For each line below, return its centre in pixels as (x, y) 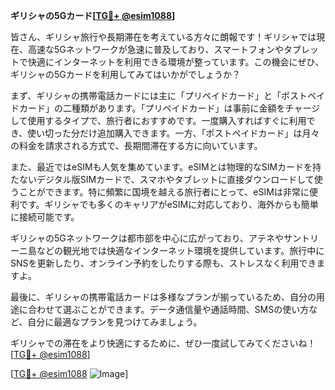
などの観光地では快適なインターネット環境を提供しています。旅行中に (180, 250)
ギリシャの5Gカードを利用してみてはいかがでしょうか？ (126, 74)
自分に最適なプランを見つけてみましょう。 (115, 322)
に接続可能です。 (45, 217)
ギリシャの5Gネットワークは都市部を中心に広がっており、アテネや (147, 238)
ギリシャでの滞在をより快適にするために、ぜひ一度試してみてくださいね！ (163, 343)
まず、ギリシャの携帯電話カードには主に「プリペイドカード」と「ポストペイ (168, 95)
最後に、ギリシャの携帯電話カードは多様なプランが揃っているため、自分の (163, 297)
